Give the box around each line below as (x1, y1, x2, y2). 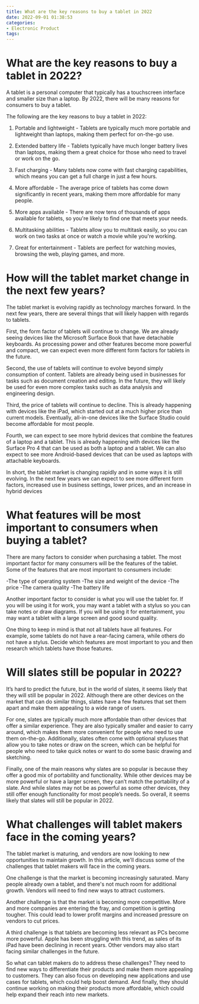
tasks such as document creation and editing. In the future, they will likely (6, 377, 185, 384)
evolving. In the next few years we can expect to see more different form (6, 475, 184, 482)
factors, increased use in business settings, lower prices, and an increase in (6, 481, 191, 488)
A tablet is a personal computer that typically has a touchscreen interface (6, 89, 185, 96)
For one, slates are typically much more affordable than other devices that (6, 716, 187, 723)
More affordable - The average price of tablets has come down (14, 184, 169, 192)
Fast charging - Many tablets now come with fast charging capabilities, (14, 167, 188, 174)
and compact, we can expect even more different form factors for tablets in (6, 347, 190, 354)
